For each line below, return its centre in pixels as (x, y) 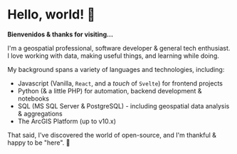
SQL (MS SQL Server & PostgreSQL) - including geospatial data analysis (123, 106)
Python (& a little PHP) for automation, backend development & (110, 91)
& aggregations (40, 113)
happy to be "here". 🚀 (39, 143)
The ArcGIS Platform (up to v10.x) (67, 121)
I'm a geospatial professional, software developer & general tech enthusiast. (119, 48)
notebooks (33, 98)
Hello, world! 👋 (52, 15)
